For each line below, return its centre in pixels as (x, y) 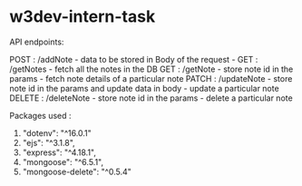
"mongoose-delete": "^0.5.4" (77, 171)
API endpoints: (37, 42)
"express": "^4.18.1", (59, 152)
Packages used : (40, 115)
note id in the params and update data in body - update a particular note (144, 88)
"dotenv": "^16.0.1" (57, 132)
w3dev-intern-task (83, 17)
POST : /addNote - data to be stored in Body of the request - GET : (134, 59)
